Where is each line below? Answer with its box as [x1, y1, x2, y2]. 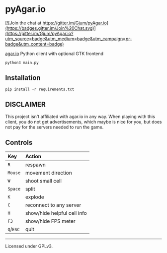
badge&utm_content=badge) [5, 41, 64, 47]
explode [25, 193, 45, 200]
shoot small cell [25, 178, 62, 185]
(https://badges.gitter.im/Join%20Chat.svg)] [5, 25, 96, 31]
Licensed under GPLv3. [5, 243, 53, 249]
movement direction [25, 170, 72, 177]
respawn [25, 161, 46, 168]
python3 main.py [5, 60, 39, 65]
